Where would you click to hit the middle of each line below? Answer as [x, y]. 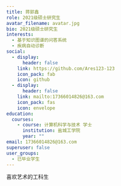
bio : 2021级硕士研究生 [32, 29]
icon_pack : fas [36, 102]
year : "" [33, 136]
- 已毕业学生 [26, 159]
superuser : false [28, 147]
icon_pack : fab [36, 74]
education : [20, 114]
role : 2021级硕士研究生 [33, 18]
